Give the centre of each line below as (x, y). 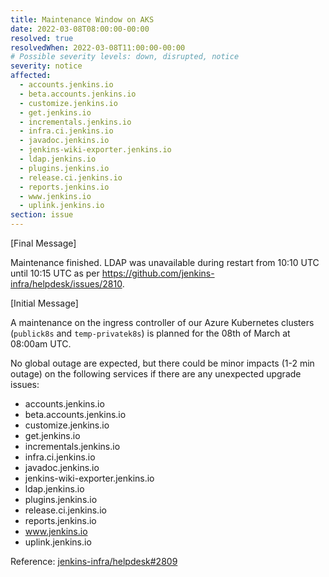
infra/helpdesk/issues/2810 (66, 284)
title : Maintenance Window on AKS (82, 19)
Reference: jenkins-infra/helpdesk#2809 (94, 561)
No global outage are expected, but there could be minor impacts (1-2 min (162, 363)
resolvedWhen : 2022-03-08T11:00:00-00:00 (98, 47)
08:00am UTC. (41, 344)
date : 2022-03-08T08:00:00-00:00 (80, 29)
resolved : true (42, 38)
